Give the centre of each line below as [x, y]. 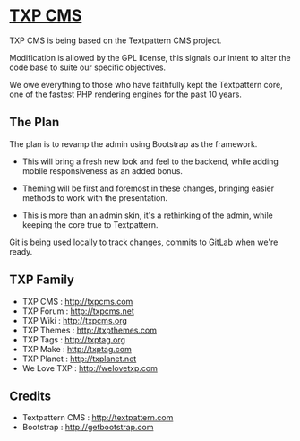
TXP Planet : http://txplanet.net [79, 359]
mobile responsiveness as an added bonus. [103, 170]
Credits [30, 396]
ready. [21, 251]
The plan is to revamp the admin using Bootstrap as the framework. [133, 143]
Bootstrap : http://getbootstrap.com [88, 428]
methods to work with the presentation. [95, 197]
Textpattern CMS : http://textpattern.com [98, 418]
